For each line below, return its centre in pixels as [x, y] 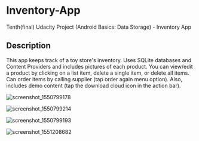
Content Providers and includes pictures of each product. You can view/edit [99, 66]
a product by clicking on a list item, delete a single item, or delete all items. [98, 73]
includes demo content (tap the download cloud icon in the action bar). [94, 85]
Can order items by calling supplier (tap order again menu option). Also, [94, 79]
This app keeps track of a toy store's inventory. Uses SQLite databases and [99, 60]
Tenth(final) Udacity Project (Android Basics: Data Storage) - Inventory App [99, 27]
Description [28, 46]
